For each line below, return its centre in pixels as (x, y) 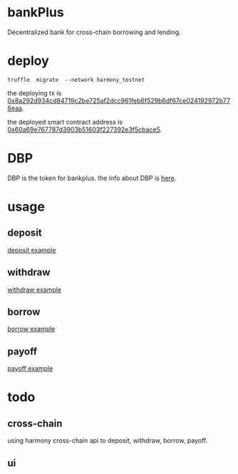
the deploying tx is (35, 93)
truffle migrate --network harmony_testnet (76, 80)
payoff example (30, 369)
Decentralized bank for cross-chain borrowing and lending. (94, 32)
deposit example (32, 250)
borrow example (31, 329)
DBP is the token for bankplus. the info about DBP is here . (92, 178)
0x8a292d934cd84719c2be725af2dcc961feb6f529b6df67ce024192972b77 (119, 100)
